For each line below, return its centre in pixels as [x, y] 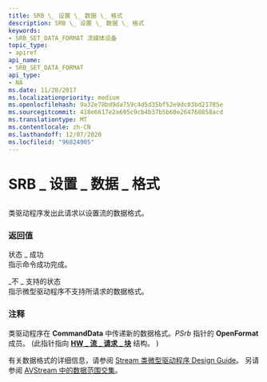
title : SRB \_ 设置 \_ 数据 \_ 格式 [66, 16]
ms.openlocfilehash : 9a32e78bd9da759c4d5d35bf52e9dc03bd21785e [116, 105]
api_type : [25, 75]
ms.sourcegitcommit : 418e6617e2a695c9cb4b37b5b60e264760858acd [116, 113]
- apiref [23, 53]
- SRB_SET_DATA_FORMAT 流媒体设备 [63, 38]
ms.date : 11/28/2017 [43, 90]
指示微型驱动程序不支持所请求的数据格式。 [78, 292]
